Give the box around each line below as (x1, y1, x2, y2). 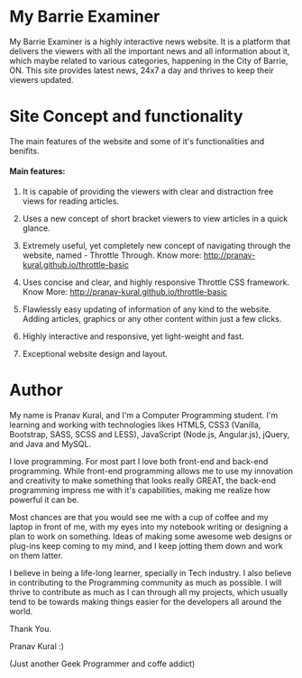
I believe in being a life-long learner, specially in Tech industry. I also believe (9, 568, 292, 579)
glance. (22, 223, 51, 234)
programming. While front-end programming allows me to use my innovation (9, 466, 294, 477)
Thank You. (9, 624, 52, 635)
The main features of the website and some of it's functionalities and (9, 135, 265, 146)
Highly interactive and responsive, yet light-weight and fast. (22, 331, 245, 342)
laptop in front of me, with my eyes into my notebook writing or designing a (9, 521, 288, 533)
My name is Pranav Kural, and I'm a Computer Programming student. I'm (9, 410, 279, 421)
